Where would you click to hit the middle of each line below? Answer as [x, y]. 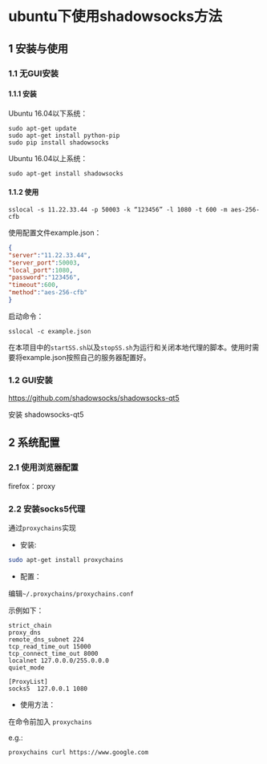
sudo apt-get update [43, 128]
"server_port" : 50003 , [44, 263]
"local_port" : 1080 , [41, 270]
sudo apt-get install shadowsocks [66, 173]
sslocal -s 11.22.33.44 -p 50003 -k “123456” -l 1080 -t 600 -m [118, 209]
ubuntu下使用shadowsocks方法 [115, 16]
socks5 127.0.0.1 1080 [48, 689]
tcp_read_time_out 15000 [50, 647]
